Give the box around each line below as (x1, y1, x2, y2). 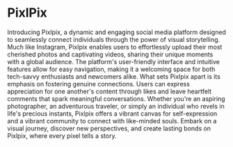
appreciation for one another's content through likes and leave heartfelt (7, 87, 212, 95)
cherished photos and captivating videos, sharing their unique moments (7, 50, 214, 59)
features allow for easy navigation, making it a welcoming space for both (7, 65, 216, 73)
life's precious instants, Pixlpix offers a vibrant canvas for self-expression (7, 109, 218, 118)
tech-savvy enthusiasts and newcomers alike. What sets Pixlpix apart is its (7, 72, 220, 81)
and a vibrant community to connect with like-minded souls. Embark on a (7, 116, 217, 125)
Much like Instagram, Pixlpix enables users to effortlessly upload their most (7, 42, 223, 51)
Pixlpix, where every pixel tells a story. (7, 131, 117, 140)
